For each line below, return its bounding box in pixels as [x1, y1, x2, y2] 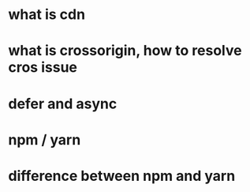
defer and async [8, 95, 118, 112]
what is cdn [8, 6, 85, 24]
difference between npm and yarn [8, 167, 236, 185]
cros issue [8, 58, 77, 77]
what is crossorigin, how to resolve [8, 42, 242, 60]
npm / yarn [8, 130, 81, 149]
